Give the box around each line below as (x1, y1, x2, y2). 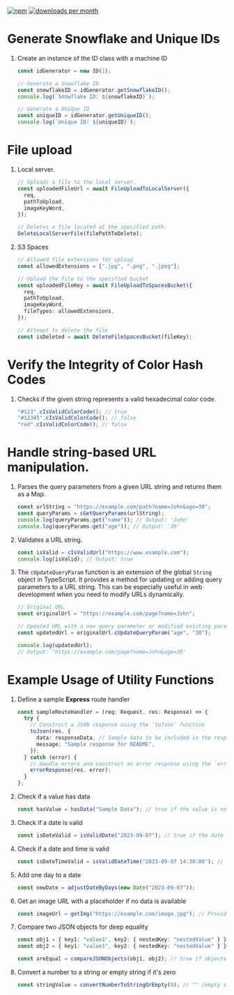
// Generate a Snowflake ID (17, 80, 99, 87)
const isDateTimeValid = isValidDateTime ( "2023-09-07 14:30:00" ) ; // (17, 858, 224, 865)
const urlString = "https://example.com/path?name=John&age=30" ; (17, 503, 211, 510)
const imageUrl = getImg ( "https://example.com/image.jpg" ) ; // (17, 910, 205, 917)
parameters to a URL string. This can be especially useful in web (17, 583, 203, 591)
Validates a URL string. (17, 536, 83, 544)
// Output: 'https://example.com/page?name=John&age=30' (17, 648, 187, 655)
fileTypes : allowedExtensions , (24, 307, 115, 315)
